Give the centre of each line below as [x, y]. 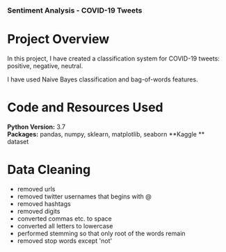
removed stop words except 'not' [65, 241]
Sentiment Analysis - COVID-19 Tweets [75, 10]
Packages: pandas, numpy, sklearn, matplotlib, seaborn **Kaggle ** [106, 134]
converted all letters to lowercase [65, 226]
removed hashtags [44, 203]
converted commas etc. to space [65, 219]
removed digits [39, 211]
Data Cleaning [49, 170]
